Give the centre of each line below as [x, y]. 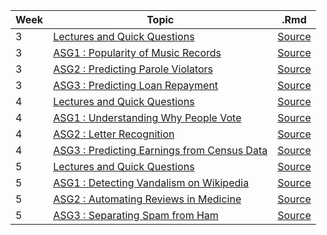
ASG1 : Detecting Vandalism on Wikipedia [151, 182]
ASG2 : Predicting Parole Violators [133, 69]
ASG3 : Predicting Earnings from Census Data [160, 150]
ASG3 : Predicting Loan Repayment [136, 85]
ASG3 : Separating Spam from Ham [136, 215]
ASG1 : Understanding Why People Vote [147, 117]
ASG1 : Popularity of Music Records [137, 52]
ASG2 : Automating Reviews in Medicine [147, 199]
